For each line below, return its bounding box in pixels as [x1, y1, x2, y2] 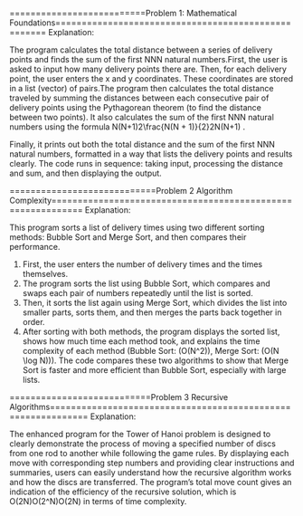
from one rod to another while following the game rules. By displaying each [9, 448, 289, 458]
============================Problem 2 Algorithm [9, 186, 233, 196]
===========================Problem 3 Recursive [9, 392, 229, 402]
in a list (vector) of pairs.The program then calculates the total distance [9, 83, 274, 93]
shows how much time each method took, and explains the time [22, 336, 260, 347]
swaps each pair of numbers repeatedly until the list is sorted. [22, 288, 253, 298]
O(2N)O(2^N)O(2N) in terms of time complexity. [9, 496, 187, 506]
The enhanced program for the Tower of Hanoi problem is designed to [9, 429, 271, 439]
